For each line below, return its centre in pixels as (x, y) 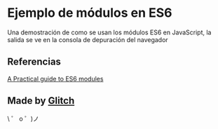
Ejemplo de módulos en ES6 (90, 13)
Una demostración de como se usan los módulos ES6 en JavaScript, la (109, 32)
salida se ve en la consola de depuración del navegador (88, 39)
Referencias (34, 62)
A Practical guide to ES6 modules (55, 79)
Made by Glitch (41, 101)
